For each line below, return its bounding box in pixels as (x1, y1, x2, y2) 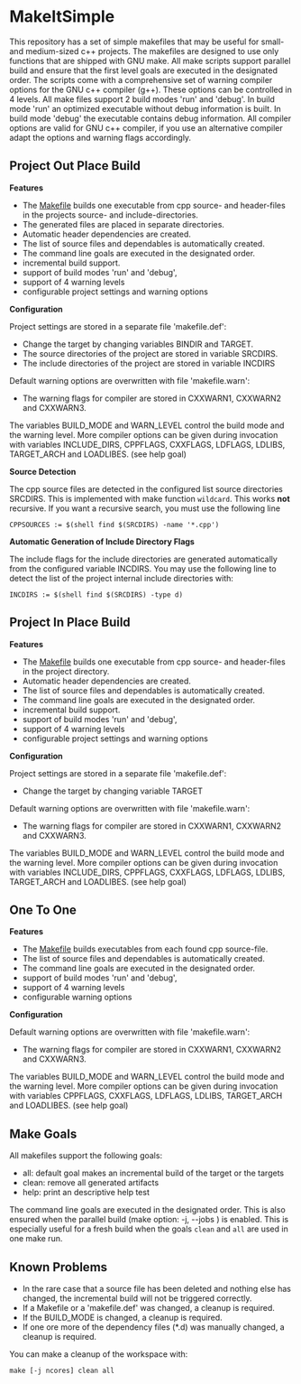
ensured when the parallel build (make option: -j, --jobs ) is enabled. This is (9, 1214, 289, 1225)
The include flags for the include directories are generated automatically (9, 553, 278, 564)
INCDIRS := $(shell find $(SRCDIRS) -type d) (9, 590, 183, 599)
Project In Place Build (9, 615, 131, 630)
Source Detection (9, 466, 77, 477)
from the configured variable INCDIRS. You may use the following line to (9, 562, 277, 574)
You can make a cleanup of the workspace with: (9, 1349, 188, 1360)
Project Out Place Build (9, 158, 141, 173)
